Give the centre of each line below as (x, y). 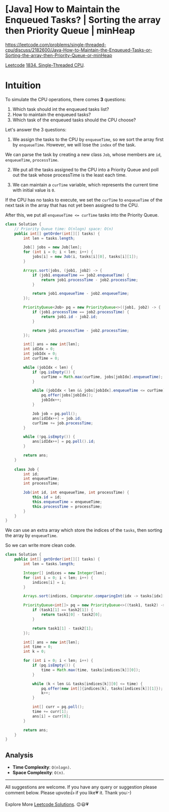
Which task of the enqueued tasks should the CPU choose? (74, 120)
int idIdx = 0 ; (39, 349)
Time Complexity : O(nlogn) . (42, 767)
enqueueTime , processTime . (32, 160)
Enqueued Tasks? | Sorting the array (83, 20)
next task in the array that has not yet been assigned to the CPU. (72, 205)
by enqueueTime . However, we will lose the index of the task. (74, 145)
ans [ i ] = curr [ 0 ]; (51, 716)
